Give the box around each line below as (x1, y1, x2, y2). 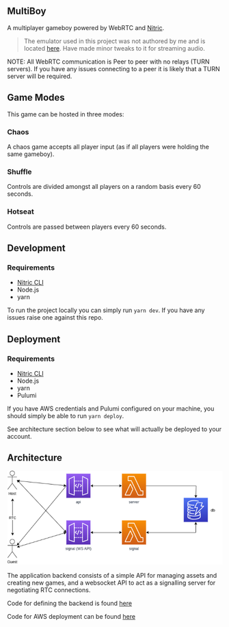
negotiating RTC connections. (7, 585, 91, 594)
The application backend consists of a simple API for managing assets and (7, 571, 217, 579)
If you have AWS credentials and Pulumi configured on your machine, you (7, 404, 215, 413)
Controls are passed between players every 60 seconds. (7, 222, 167, 231)
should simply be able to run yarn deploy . (7, 411, 124, 420)
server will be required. (7, 72, 72, 80)
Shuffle (7, 167, 32, 177)
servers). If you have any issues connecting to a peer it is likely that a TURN (7, 64, 220, 73)
